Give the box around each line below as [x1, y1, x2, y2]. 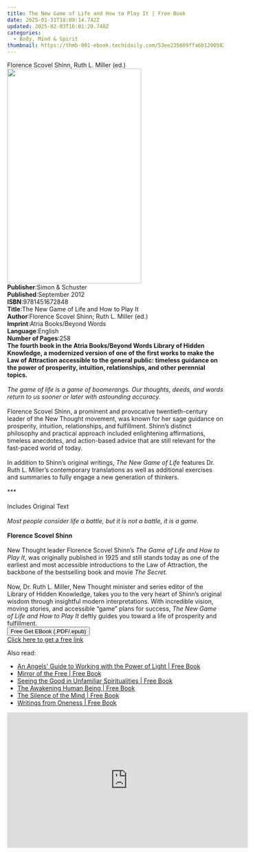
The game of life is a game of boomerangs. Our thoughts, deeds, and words [7, 386, 223, 393]
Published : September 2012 [7, 290, 85, 298]
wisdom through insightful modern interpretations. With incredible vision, [7, 598, 214, 605]
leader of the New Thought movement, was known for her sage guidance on [7, 415, 223, 423]
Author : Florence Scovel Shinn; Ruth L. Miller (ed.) [7, 312, 148, 320]
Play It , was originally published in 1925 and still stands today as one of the [7, 554, 220, 561]
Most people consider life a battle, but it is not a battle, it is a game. [7, 517, 199, 525]
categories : [7, 29, 41, 36]
